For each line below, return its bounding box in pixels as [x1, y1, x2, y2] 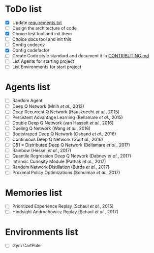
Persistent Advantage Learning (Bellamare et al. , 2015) [12, 114, 123, 120]
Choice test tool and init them [12, 31, 72, 37]
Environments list [5, 227, 78, 237]
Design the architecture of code [12, 25, 77, 31]
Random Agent [12, 98, 43, 103]
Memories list [5, 187, 62, 198]
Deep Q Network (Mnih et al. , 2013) [12, 103, 85, 109]
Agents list [5, 81, 50, 93]
